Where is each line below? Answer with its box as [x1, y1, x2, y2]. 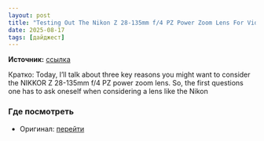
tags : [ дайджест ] [8, 33, 65, 42]
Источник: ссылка [8, 55, 71, 64]
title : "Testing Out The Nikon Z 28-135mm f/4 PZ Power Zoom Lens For [8, 19, 244, 27]
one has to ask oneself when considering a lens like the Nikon [8, 87, 208, 96]
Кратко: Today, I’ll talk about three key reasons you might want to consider [8, 70, 251, 79]
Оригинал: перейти [19, 124, 85, 133]
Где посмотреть [8, 107, 75, 117]
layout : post [8, 11, 51, 20]
